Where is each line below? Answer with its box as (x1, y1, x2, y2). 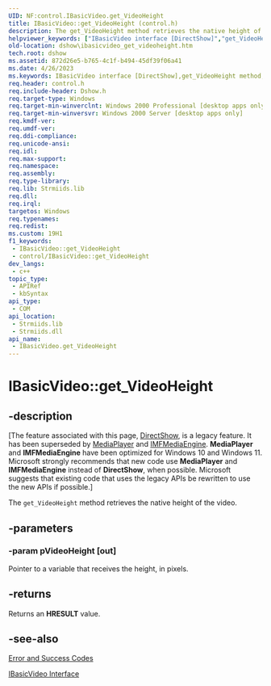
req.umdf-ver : (8, 124, 56, 133)
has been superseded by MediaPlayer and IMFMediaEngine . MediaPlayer (8, 440, 253, 449)
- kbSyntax (11, 290, 48, 298)
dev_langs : (8, 259, 45, 267)
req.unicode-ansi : (8, 139, 70, 148)
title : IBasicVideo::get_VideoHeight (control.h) (8, 19, 179, 27)
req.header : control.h (8, 79, 85, 87)
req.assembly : (8, 170, 56, 178)
